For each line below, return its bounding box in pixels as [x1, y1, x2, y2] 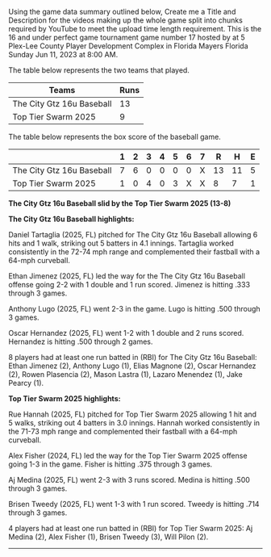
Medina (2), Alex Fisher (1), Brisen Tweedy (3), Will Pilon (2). [8, 532, 209, 542]
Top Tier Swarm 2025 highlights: [8, 394, 121, 403]
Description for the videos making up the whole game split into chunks [8, 15, 244, 25]
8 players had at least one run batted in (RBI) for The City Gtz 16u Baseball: [8, 353, 257, 362]
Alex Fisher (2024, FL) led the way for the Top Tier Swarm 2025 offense [8, 451, 248, 460]
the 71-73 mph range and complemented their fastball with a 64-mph [8, 427, 238, 436]
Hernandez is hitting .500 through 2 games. [8, 337, 153, 346]
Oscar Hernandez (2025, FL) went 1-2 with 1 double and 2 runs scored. [8, 329, 244, 337]
